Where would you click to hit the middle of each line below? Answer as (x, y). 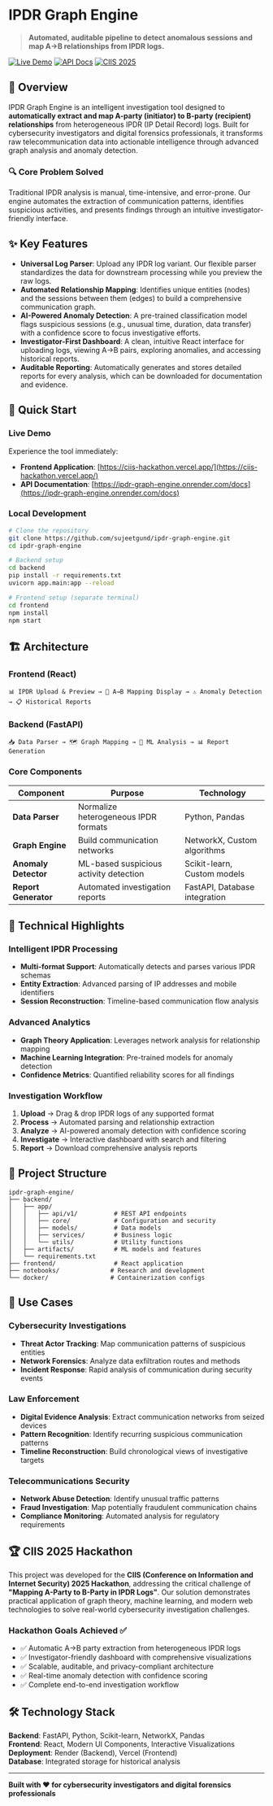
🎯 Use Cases (41, 1303)
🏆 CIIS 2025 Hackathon (71, 1551)
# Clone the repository (49, 530)
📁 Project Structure (58, 1174)
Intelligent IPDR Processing (63, 949)
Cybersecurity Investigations (67, 1325)
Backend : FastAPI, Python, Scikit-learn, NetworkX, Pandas (107, 1736)
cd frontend (28, 605)
